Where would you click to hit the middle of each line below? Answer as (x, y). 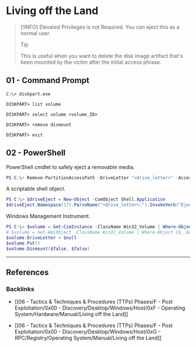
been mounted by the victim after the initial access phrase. (91, 62)
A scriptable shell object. (36, 189)
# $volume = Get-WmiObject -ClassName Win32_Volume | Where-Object (90, 232)
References (27, 272)
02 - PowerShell (36, 153)
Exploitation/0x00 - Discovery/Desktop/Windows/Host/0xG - (87, 332)
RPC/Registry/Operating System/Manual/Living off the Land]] (88, 338)
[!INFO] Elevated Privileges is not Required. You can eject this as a (100, 27)
